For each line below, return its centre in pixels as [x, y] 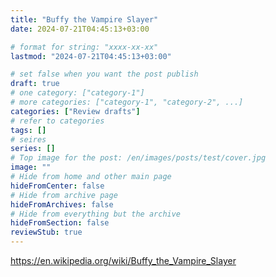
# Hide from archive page [64, 195]
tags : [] [28, 130]
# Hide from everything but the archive [96, 214]
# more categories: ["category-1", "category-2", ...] [127, 102]
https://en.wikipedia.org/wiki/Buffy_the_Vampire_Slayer [123, 260]
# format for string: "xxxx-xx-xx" [84, 47]
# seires [28, 139]
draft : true [35, 84]
